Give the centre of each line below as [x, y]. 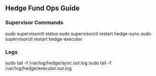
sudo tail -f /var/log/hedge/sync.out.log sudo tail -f [58, 63]
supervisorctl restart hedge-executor [44, 39]
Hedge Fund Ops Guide [43, 8]
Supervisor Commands [34, 23]
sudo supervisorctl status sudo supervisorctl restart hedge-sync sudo [78, 33]
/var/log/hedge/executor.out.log [38, 68]
